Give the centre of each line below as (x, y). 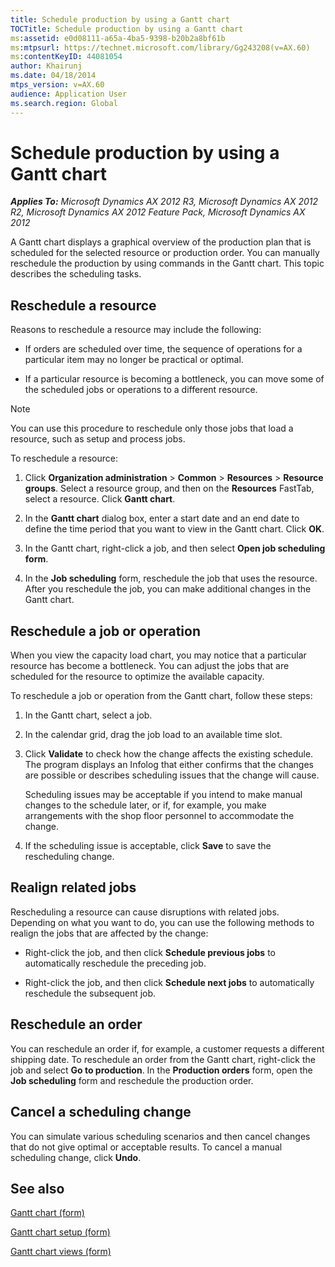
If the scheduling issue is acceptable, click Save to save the (148, 846)
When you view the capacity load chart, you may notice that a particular (158, 655)
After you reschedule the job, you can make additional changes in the (168, 589)
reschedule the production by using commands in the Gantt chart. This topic (167, 263)
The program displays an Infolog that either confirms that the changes (169, 765)
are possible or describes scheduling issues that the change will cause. (172, 775)
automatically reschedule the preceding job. (115, 963)
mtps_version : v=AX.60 (57, 85)
